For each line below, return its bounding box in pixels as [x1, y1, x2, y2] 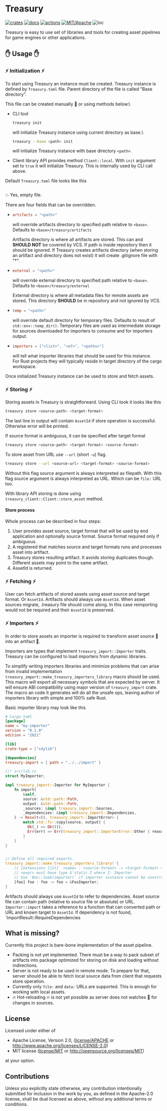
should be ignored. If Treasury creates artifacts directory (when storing [12, 247, 158, 253]
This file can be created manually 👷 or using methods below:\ [5, 101, 131, 107]
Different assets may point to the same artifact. [12, 560, 109, 566]
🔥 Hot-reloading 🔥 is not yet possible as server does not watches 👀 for [12, 994, 158, 1000]
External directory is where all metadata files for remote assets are [12, 293, 149, 299]
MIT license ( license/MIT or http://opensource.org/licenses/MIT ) [12, 1048, 145, 1054]
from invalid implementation [5, 668, 62, 674]
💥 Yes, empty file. [5, 192, 42, 198]
